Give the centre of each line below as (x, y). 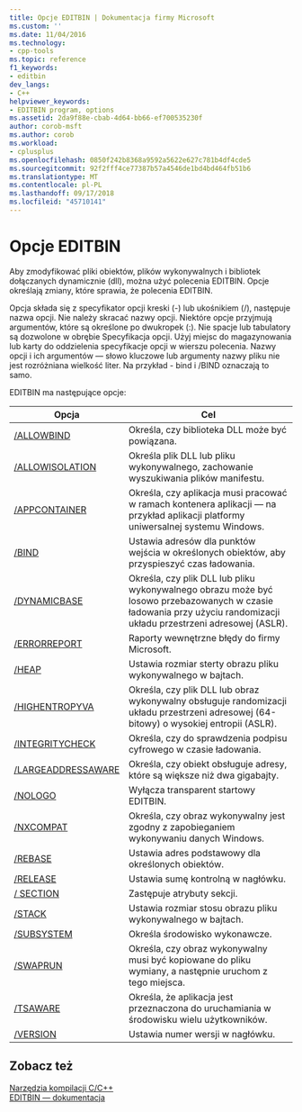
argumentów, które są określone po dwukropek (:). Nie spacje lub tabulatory (150, 327)
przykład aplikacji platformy (187, 515)
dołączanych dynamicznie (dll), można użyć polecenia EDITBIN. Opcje (139, 281)
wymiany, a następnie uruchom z (198, 971)
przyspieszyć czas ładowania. (192, 564)
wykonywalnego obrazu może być (201, 589)
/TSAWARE (37, 1008)
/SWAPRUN (38, 965)
